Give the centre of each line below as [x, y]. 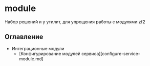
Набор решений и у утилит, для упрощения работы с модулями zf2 [75, 22]
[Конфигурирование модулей [50, 53]
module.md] [31, 59]
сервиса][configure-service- [111, 53]
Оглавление [24, 37]
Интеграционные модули [38, 48]
